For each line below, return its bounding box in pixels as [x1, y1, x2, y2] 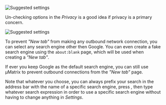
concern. [5, 20, 24, 25]
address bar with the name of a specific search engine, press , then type [5, 84, 153, 90]
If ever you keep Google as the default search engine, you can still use [5, 64, 149, 70]
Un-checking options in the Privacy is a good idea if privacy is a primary [5, 14, 152, 20]
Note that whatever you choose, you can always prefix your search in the [5, 79, 154, 84]
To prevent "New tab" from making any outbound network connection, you [5, 38, 158, 44]
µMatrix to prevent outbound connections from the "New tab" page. [5, 69, 143, 75]
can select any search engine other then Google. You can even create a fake [5, 44, 161, 49]
